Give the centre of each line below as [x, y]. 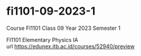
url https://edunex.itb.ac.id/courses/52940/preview [70, 46]
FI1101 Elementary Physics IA [42, 40]
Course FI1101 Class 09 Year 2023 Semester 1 [63, 28]
